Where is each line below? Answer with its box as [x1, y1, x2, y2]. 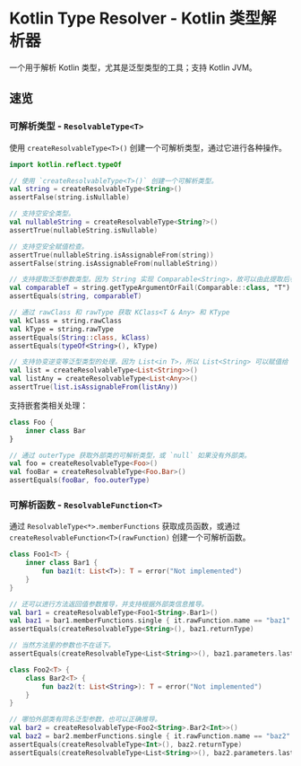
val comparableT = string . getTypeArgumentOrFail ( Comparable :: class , [9, 284, 271, 293]
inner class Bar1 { [25, 559, 99, 568]
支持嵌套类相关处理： [9, 400, 88, 410]
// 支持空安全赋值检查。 [9, 242, 89, 251]
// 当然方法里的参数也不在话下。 [9, 641, 115, 650]
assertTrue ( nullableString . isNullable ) [9, 225, 159, 234]
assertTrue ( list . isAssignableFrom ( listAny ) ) [9, 383, 178, 392]
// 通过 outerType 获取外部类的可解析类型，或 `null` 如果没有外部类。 [9, 451, 251, 460]
